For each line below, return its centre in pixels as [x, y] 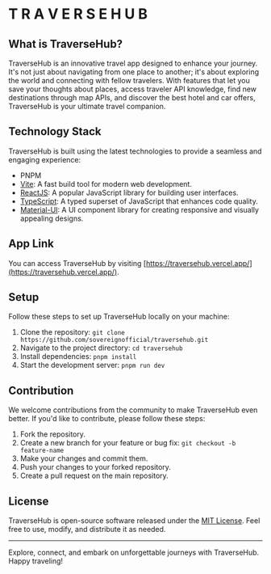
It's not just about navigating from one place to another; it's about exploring [134, 72]
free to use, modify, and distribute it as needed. [87, 530]
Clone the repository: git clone [72, 332]
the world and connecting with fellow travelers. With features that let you [129, 80]
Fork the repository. [53, 434]
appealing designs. [52, 218]
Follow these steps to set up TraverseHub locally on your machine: [119, 317]
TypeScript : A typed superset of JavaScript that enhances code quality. [139, 201]
